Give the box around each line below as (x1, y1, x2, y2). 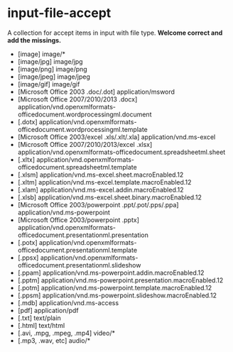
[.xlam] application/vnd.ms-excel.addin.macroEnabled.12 (17, 185, 184, 194)
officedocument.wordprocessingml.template (17, 125, 148, 133)
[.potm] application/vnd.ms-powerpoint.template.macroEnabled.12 (17, 283, 212, 292)
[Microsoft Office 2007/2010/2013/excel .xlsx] (17, 140, 153, 148)
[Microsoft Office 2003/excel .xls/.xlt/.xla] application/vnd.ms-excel (17, 133, 216, 141)
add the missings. (7, 35, 62, 44)
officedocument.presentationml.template (17, 246, 137, 254)
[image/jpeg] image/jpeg (17, 72, 90, 81)
